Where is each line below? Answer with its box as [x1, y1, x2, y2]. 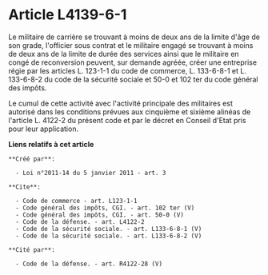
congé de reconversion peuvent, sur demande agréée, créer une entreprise [8, 58, 258, 67]
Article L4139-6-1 [8, 6, 127, 24]
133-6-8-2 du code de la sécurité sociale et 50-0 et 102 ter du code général [8, 74, 258, 84]
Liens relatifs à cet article [8, 139, 94, 149]
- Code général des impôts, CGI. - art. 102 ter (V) [15, 204, 195, 212]
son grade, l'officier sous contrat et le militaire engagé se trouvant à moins [8, 40, 254, 50]
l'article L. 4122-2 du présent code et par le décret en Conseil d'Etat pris [8, 115, 246, 125]
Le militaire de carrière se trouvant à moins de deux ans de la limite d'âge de [8, 32, 261, 42]
